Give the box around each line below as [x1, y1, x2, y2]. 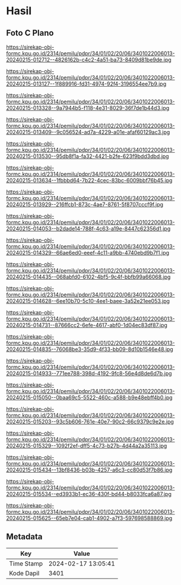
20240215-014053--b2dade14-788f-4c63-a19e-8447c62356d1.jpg [6, 225, 171, 232]
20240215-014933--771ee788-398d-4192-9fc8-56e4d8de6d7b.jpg [6, 370, 172, 377]
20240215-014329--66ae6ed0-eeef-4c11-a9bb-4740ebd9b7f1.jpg [6, 249, 170, 256]
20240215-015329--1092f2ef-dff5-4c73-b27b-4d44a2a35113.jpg [6, 442, 167, 449]
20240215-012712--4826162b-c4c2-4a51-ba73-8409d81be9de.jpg [6, 56, 172, 63]
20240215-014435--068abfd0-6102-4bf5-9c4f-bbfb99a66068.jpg [6, 273, 171, 280]
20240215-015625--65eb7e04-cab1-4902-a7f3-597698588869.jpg [6, 515, 173, 521]
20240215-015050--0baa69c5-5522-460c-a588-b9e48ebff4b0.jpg [6, 394, 173, 401]
